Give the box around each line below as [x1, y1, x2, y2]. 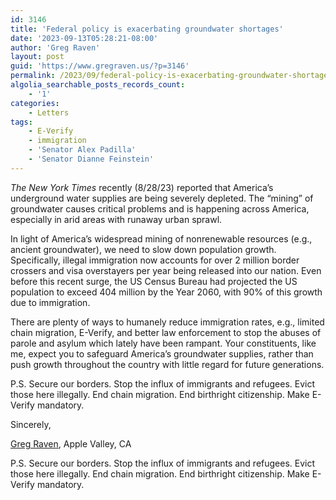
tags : [10, 117, 33, 127]
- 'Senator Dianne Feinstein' [28, 154, 155, 164]
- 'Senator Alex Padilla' [28, 145, 137, 155]
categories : [10, 98, 60, 108]
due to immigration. [10, 296, 91, 308]
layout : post [10, 52, 65, 62]
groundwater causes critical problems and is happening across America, [10, 202, 310, 215]
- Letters [28, 107, 70, 118]
